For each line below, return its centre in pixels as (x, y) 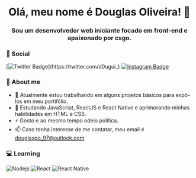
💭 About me (23, 82)
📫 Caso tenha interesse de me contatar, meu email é (79, 129)
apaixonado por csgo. (99, 38)
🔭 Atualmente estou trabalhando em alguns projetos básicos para (94, 95)
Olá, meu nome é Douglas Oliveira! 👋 (99, 12)
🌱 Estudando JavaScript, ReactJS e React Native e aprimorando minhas (102, 107)
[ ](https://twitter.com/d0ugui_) (63, 67)
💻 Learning (23, 153)
